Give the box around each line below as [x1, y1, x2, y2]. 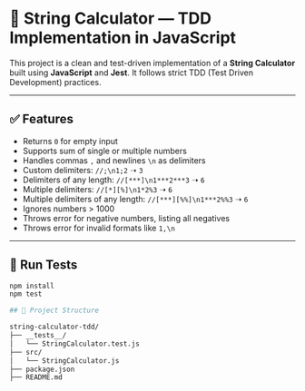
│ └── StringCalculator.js [9, 356, 120, 366]
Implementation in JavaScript [9, 27, 237, 48]
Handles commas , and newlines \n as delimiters [22, 154, 206, 166]
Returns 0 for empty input [22, 135, 118, 146]
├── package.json [9, 365, 75, 374]
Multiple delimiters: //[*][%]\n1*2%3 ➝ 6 [22, 183, 172, 194]
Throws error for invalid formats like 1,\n [22, 222, 175, 233]
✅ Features [9, 112, 74, 127]
